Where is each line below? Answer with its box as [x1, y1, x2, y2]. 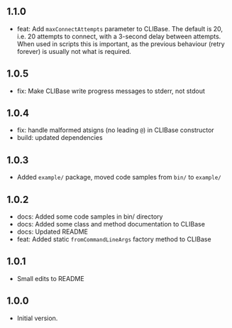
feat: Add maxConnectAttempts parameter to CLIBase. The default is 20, [16, 24, 223, 33]
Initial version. [16, 314, 58, 322]
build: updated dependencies [16, 133, 104, 142]
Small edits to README [16, 274, 84, 283]
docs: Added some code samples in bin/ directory [16, 212, 163, 221]
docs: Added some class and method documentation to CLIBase [16, 220, 205, 229]
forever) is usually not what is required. [16, 47, 132, 55]
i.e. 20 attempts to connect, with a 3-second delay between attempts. [16, 32, 221, 40]
